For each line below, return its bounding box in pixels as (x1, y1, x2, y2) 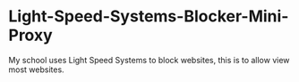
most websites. (8, 64, 64, 75)
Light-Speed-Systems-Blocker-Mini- (8, 6, 289, 27)
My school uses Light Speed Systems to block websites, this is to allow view (8, 54, 290, 65)
